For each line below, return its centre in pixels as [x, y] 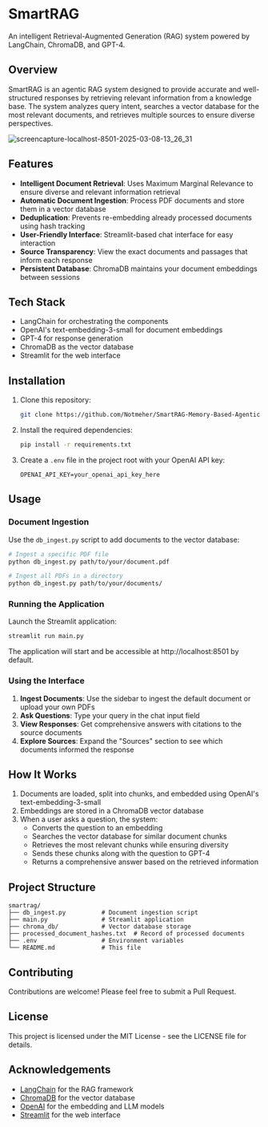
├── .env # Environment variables [96, 941]
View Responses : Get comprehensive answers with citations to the [131, 724]
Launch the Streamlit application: [63, 621]
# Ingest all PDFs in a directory [66, 576]
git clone [36, 415]
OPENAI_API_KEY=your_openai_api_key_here [90, 475]
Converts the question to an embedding [97, 828]
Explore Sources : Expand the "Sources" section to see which [121, 741]
